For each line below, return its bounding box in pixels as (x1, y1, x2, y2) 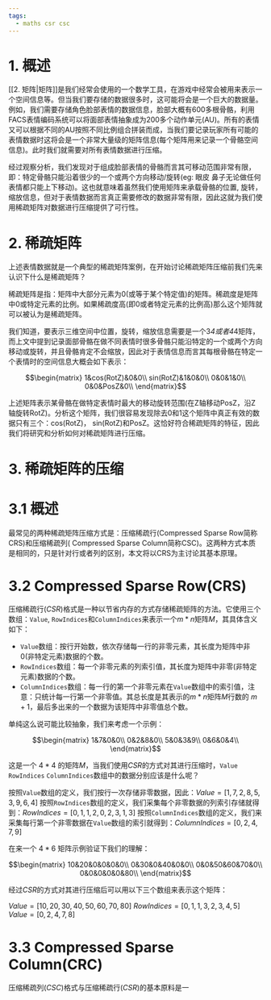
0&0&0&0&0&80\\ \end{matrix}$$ (79, 869, 192, 878)
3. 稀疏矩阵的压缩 (8, 460, 124, 478)
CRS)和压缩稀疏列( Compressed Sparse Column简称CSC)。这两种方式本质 (8, 538, 256, 548)
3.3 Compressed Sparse (8, 938, 174, 956)
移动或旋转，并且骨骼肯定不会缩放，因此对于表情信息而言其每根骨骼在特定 (8, 347, 256, 356)
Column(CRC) (8, 955, 103, 973)
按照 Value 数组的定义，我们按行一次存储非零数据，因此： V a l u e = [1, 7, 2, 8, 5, (8, 788, 261, 798)
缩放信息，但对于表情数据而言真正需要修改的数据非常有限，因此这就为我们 (8, 193, 256, 202)
